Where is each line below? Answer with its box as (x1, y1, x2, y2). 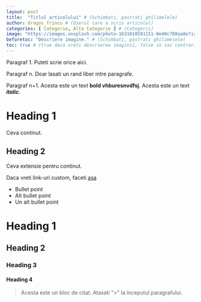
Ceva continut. (6, 129, 42, 136)
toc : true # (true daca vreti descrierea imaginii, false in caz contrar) (6, 43, 197, 49)
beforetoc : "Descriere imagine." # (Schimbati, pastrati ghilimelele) (6, 37, 186, 43)
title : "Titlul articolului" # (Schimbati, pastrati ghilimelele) (6, 14, 178, 20)
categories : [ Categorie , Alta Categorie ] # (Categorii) (6, 25, 154, 32)
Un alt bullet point (14, 198, 59, 206)
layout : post (6, 8, 39, 15)
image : (6, 31, 23, 37)
